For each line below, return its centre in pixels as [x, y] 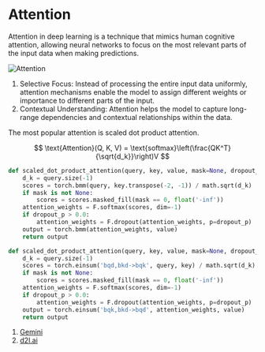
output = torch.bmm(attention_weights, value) [100, 229]
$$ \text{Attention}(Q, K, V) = [81, 148]
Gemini [31, 332]
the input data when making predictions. [74, 53]
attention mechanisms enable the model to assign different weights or [133, 92]
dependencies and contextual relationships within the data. [136, 117]
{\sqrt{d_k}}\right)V [127, 156]
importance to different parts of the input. [87, 100]
